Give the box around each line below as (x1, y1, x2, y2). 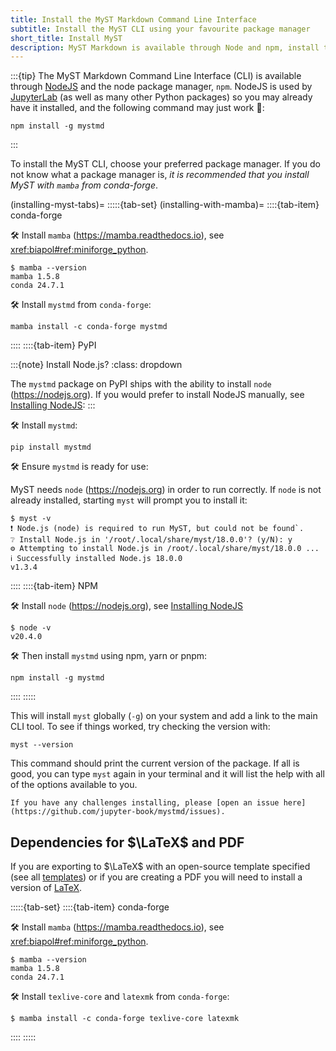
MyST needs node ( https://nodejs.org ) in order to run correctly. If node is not (10, 484, 322, 496)
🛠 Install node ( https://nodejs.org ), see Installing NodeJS (10, 600, 244, 612)
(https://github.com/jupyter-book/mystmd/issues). (10, 807, 226, 817)
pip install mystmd (10, 442, 92, 453)
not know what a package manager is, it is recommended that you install (10, 169, 310, 181)
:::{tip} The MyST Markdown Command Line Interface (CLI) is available (10, 70, 302, 82)
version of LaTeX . (10, 882, 83, 894)
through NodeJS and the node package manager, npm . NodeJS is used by (10, 81, 313, 93)
